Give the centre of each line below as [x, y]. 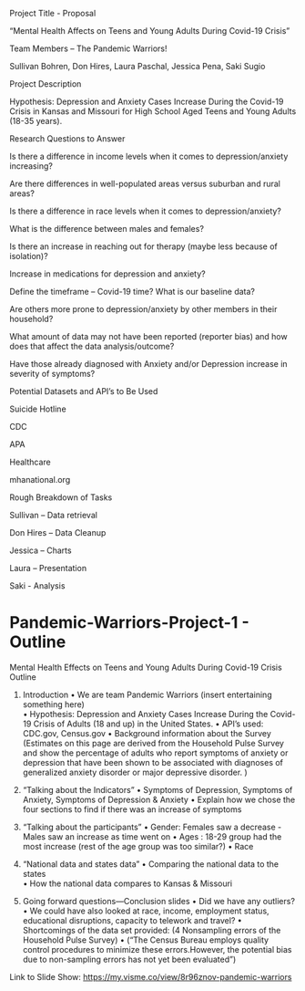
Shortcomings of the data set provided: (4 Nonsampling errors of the [152, 930]
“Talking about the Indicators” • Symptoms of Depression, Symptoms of [158, 789]
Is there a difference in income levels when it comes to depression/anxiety [149, 156]
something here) [53, 704]
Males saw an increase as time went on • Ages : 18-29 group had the [152, 836]
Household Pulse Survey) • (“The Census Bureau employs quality [146, 940]
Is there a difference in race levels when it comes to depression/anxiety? [146, 211]
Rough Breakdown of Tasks [61, 497]
